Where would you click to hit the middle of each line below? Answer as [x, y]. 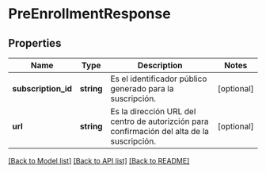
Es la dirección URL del [153, 111]
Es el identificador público [159, 79]
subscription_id [42, 88]
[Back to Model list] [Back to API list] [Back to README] [99, 161]
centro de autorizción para [160, 121]
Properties [35, 43]
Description [160, 65]
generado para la [142, 88]
